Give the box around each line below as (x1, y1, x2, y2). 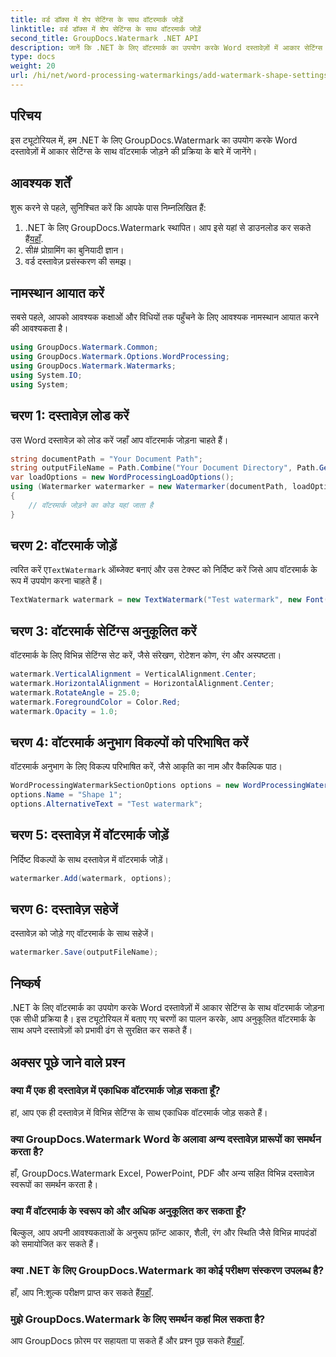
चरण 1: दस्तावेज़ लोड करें (10, 407, 130, 425)
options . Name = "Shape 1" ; (10, 790, 123, 800)
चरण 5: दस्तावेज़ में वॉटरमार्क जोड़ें (10, 827, 169, 844)
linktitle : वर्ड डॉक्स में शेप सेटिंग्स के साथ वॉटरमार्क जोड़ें (10, 24, 202, 34)
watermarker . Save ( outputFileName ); (10, 947, 159, 958)
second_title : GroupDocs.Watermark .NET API (10, 33, 199, 43)
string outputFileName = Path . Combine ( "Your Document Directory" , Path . (10, 463, 320, 473)
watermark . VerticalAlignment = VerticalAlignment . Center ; (10, 669, 257, 680)
